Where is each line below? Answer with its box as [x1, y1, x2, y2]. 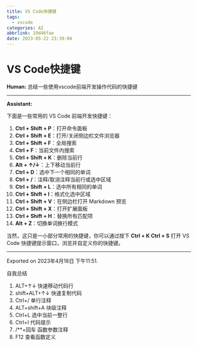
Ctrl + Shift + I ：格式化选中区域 [15, 191, 91, 198]
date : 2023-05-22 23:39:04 [6, 36, 72, 41]
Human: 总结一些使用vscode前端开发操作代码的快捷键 [6, 83, 138, 90]
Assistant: [6, 100, 33, 107]
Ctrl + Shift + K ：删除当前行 [15, 154, 83, 161]
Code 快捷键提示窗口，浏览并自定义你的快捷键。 [6, 239, 124, 246]
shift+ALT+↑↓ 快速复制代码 [15, 289, 82, 296]
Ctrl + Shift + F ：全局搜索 [15, 139, 77, 146]
